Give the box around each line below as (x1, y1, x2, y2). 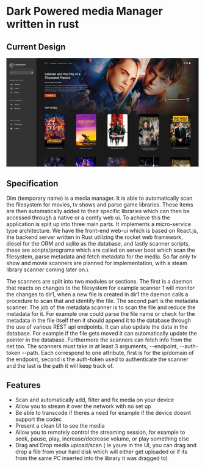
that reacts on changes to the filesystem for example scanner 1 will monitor (6, 284, 195, 291)
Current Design (6, 42, 66, 52)
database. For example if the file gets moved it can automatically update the (6, 330, 197, 337)
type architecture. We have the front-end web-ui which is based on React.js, (6, 227, 198, 235)
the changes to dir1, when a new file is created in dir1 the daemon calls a (6, 291, 189, 298)
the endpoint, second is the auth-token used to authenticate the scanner (6, 356, 189, 363)
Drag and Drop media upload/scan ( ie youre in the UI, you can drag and (15, 442, 197, 449)
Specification (6, 178, 59, 189)
